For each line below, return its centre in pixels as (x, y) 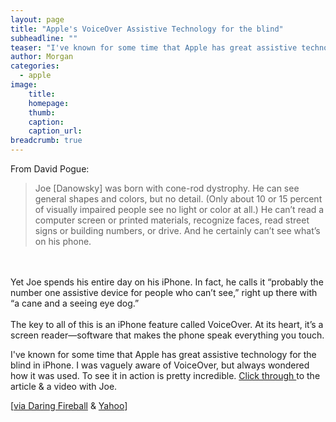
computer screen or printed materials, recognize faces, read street (172, 220)
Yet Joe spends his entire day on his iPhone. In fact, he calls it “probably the (167, 282)
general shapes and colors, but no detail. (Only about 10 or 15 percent (178, 199)
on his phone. (63, 241)
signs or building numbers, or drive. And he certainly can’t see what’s (177, 230)
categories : (35, 66)
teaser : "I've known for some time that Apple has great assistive (154, 47)
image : (24, 85)
